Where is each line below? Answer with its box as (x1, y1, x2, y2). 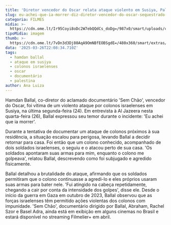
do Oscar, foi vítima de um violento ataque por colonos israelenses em (5, 102, 153, 108)
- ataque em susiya (10, 59, 51, 65)
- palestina (10, 78, 36, 83)
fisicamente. (5, 160, 32, 167)
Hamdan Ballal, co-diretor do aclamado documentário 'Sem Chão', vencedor (5, 97, 165, 103)
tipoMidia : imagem (5, 31, 44, 36)
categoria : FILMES (5, 17, 44, 22)
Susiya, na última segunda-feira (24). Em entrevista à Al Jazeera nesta (5, 108, 153, 114)
